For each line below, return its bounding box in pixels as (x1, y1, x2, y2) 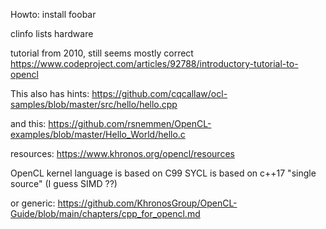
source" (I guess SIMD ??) (10, 178, 118, 189)
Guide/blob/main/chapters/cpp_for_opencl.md (10, 208, 201, 219)
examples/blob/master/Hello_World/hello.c (10, 129, 186, 140)
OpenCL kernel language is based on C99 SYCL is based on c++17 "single (10, 167, 317, 179)
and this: (10, 118, 47, 129)
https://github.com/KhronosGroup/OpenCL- (57, 197, 238, 209)
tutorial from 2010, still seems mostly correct (10, 47, 194, 59)
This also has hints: (10, 88, 90, 99)
